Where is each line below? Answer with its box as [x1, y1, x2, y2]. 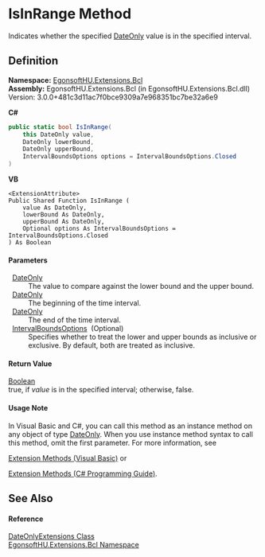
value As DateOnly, [22, 204, 88, 212]
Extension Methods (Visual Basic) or [8, 453, 127, 462]
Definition [8, 54, 58, 68]
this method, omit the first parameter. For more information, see [8, 438, 217, 447]
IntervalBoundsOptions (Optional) [11, 324, 124, 333]
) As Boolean [8, 239, 52, 247]
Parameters [8, 255, 48, 265]
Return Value [8, 359, 53, 368]
